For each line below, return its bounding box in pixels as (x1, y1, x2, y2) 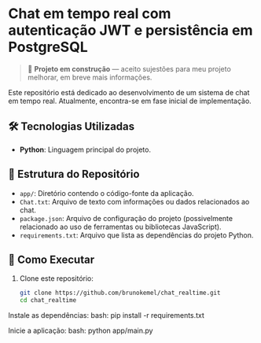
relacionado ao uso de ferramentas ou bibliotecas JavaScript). (19, 222, 222, 231)
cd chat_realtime (19, 297, 77, 304)
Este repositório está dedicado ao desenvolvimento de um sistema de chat (8, 87, 250, 97)
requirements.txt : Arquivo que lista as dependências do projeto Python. (19, 230, 254, 240)
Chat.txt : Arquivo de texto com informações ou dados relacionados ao (19, 197, 250, 206)
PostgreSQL (8, 39, 88, 56)
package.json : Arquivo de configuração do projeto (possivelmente (19, 213, 233, 223)
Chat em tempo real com (8, 5, 171, 23)
